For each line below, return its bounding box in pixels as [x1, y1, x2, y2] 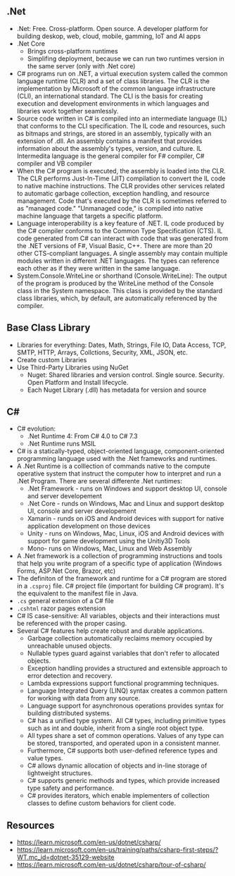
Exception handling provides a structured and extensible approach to [27, 664, 228, 672]
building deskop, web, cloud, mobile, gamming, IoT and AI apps [16, 32, 201, 40]
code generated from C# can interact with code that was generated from [16, 234, 229, 242]
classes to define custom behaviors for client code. [27, 799, 177, 808]
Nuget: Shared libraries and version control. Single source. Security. [27, 370, 224, 379]
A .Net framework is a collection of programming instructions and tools [16, 552, 223, 560]
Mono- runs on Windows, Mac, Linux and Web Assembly [27, 544, 193, 553]
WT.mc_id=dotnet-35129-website [16, 853, 115, 862]
